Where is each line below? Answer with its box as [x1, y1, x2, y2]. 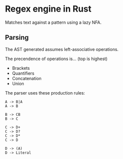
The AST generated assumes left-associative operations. [5, 46, 119, 52]
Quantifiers [12, 70, 35, 76]
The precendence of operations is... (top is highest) [5, 56, 108, 62]
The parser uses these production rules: [5, 90, 85, 95]
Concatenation [12, 75, 42, 81]
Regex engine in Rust [5, 3, 92, 15]
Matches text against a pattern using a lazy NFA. [5, 19, 102, 25]
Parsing [5, 33, 29, 42]
